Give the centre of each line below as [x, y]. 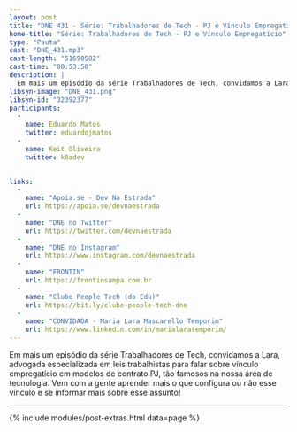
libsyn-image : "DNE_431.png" [63, 91]
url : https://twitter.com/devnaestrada [99, 231]
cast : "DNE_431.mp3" [47, 50]
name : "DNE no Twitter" [69, 222]
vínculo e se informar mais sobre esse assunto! [95, 392]
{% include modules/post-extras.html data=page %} [105, 418]
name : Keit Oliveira [63, 149]
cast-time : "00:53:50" [51, 67]
